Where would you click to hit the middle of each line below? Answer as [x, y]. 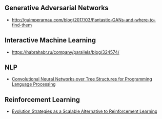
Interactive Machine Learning [50, 40]
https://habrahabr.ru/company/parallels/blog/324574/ [65, 52]
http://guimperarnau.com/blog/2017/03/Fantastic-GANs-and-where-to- [83, 20]
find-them [22, 25]
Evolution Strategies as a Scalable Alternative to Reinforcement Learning [84, 111]
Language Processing [33, 84]
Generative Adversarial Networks [57, 8]
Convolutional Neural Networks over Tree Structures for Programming [82, 79]
